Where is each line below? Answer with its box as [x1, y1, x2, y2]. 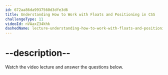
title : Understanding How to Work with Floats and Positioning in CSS [5, 12, 155, 17]
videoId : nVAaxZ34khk [5, 21, 50, 26]
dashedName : [5, 26, 30, 31]
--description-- [5, 47, 71, 59]
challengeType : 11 [5, 16, 43, 21]
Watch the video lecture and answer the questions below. [5, 64, 123, 70]
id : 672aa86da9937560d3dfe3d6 [5, 7, 68, 12]
